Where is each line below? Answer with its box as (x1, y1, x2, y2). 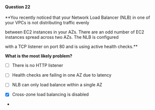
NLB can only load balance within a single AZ (12, 82, 103, 88)
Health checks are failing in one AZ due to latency (12, 72, 112, 78)
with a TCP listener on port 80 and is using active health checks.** (5, 44, 138, 49)
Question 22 (5, 4, 31, 10)
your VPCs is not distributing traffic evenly (5, 20, 90, 26)
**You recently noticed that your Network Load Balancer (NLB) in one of (5, 15, 150, 20)
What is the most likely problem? (5, 53, 73, 59)
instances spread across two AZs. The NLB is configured (5, 34, 119, 40)
